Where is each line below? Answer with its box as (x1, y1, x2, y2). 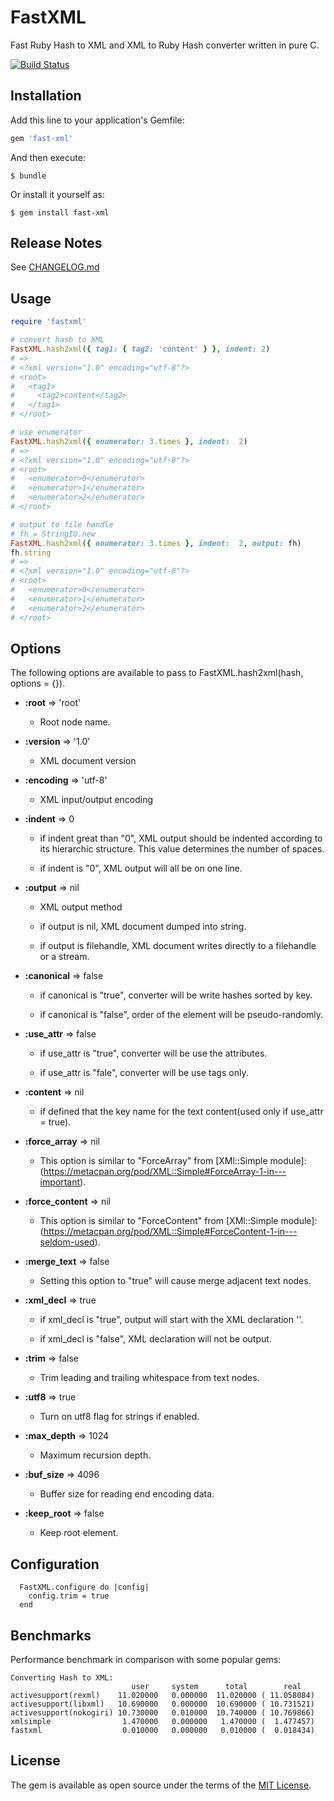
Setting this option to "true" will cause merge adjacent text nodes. (39, 1275, 312, 1287)
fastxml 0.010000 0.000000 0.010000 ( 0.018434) (10, 1725, 315, 1735)
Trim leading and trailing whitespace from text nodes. (39, 1372, 260, 1384)
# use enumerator (10, 427, 83, 437)
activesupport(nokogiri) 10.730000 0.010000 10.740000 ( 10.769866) (10, 1707, 315, 1718)
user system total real (131, 1681, 302, 1691)
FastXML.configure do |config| (19, 1582, 150, 1593)
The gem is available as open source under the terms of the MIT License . (10, 1779, 312, 1791)
